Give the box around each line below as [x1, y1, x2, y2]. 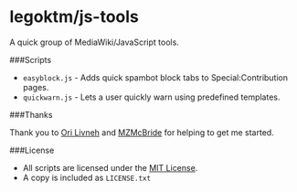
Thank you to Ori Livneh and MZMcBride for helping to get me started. [9, 126, 274, 138]
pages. [22, 81, 49, 92]
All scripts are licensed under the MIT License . [22, 162, 198, 173]
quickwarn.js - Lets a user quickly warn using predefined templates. [22, 91, 281, 102]
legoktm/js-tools [9, 6, 140, 27]
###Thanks [9, 109, 53, 120]
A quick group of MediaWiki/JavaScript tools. [9, 37, 180, 48]
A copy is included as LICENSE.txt [22, 172, 152, 183]
